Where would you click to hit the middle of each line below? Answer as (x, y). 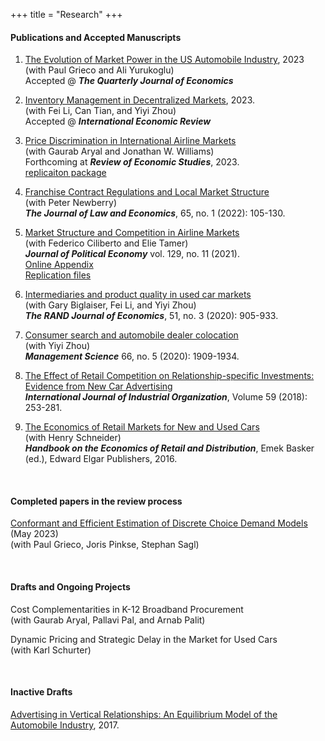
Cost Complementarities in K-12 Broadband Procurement (127, 609)
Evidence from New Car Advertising (98, 386)
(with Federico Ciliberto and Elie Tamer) (106, 243)
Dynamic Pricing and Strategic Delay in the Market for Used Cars (144, 639)
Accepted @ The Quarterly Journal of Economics (129, 81)
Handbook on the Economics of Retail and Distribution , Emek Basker (169, 448)
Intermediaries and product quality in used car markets (138, 295)
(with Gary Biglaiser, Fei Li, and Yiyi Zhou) (110, 305)
